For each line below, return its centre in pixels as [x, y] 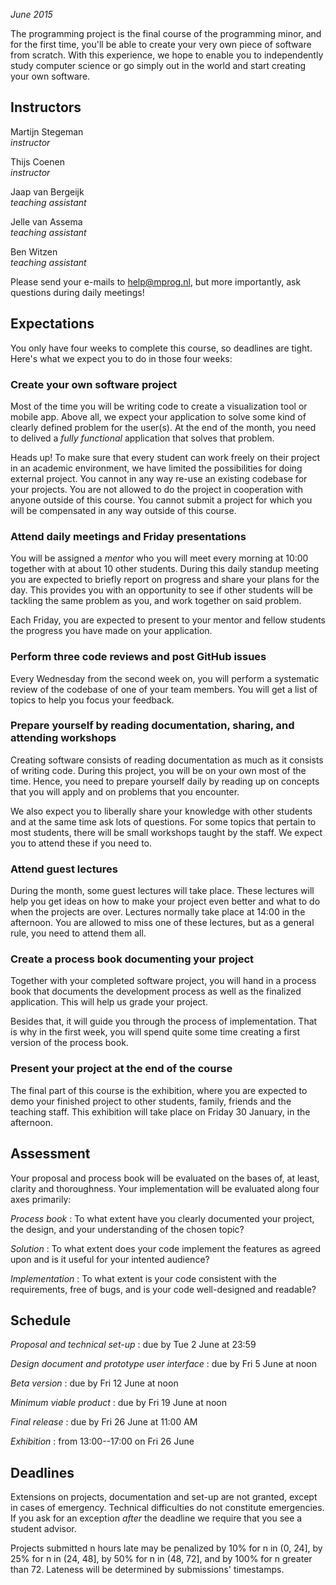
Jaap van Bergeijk [47, 191]
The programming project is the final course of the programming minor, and [166, 33]
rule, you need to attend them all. [78, 933]
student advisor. [43, 1529]
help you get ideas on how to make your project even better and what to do [165, 901]
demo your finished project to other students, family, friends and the [151, 1101]
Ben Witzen [34, 251]
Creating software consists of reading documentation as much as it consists [167, 760]
